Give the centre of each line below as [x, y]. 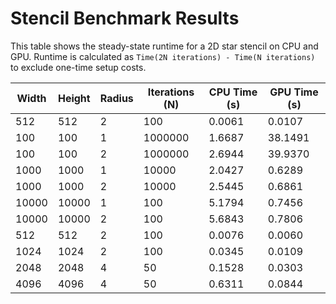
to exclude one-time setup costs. [78, 67]
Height [74, 98]
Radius [116, 98]
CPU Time [233, 92]
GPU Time [294, 92]
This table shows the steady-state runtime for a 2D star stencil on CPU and [164, 46]
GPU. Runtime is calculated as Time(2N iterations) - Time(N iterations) [163, 56]
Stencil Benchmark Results [125, 18]
